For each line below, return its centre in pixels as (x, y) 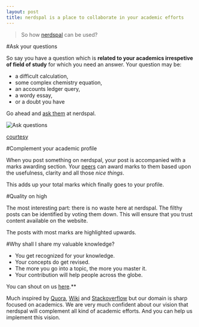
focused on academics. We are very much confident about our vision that (97, 304)
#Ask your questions (32, 46)
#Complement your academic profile (52, 148)
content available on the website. (47, 220)
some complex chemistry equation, (58, 83)
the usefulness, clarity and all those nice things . (65, 173)
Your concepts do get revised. (52, 262)
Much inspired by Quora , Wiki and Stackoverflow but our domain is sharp (97, 298)
